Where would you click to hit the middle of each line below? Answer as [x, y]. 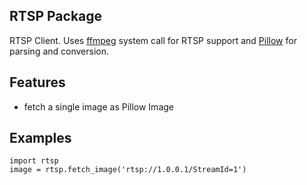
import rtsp [34, 161]
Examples [40, 138]
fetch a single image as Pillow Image [98, 106]
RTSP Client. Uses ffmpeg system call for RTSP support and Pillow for [153, 40]
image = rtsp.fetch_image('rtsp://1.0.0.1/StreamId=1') [128, 170]
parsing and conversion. [59, 51]
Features [37, 82]
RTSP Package [56, 16]
